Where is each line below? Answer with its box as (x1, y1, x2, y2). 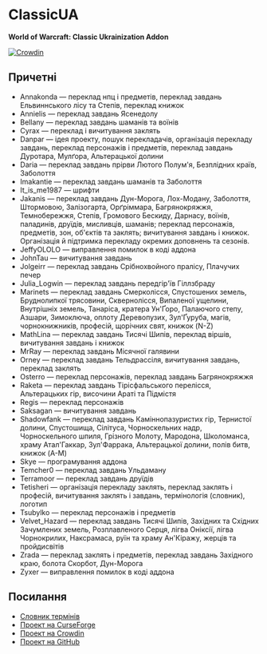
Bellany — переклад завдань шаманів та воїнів (19, 117, 179, 127)
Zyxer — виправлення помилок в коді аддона (19, 567, 175, 577)
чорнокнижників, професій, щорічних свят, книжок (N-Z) (19, 321, 214, 331)
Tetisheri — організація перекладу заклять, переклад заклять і (19, 482, 233, 492)
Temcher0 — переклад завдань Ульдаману (19, 465, 167, 474)
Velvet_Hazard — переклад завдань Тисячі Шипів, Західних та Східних (19, 516, 259, 525)
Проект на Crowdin (19, 628, 85, 638)
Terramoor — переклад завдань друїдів (19, 474, 154, 483)
